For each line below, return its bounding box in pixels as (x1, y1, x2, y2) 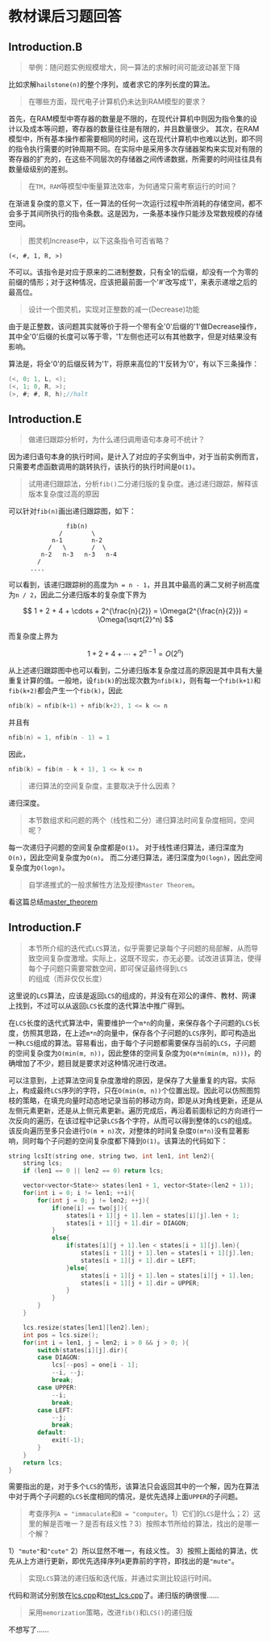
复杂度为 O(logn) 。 (8, 863, 70, 872)
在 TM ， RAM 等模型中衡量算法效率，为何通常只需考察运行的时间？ (27, 182, 238, 190)
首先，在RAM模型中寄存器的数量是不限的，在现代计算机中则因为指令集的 (8, 114, 251, 123)
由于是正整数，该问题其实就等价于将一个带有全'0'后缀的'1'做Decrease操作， (8, 322, 261, 331)
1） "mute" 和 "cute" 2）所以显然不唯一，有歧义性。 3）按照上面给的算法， (8, 1546, 252, 1556)
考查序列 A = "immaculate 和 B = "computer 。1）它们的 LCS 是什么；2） (27, 1509, 254, 1519)
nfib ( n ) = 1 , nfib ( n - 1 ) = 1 (8, 733, 110, 742)
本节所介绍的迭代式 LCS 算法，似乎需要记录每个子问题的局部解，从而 (27, 943, 252, 953)
